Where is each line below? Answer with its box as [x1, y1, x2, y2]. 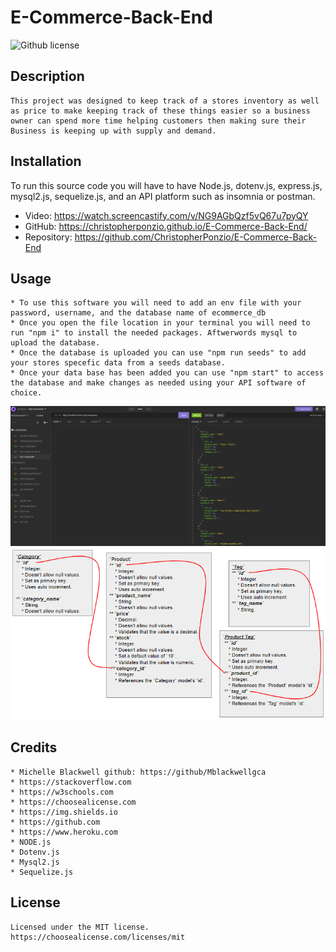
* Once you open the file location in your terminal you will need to [10, 318, 311, 328]
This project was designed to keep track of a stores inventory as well [10, 96, 320, 106]
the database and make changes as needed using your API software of [10, 378, 307, 388]
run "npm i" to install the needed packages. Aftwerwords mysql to [10, 328, 298, 338]
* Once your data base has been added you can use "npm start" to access [10, 368, 325, 378]
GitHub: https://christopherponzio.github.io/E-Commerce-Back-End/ [24, 220, 308, 232]
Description [10, 68, 85, 85]
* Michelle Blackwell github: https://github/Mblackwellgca [10, 767, 267, 777]
